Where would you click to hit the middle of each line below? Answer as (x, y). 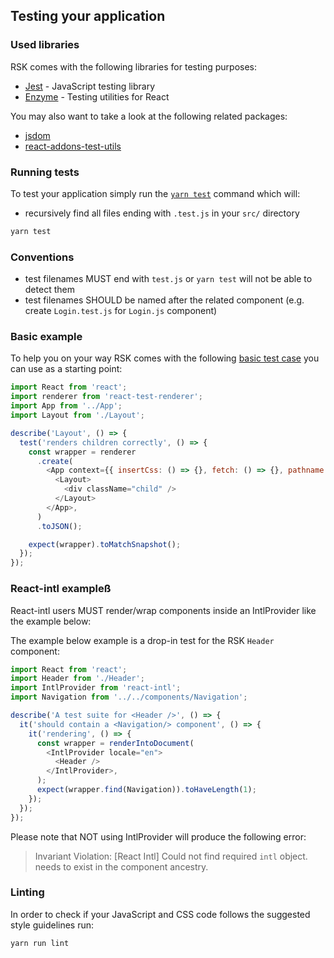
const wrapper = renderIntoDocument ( (115, 743)
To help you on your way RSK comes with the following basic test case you (165, 358)
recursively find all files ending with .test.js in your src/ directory (162, 213)
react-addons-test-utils (73, 146)
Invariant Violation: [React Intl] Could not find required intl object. (171, 856)
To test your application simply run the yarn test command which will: (155, 193)
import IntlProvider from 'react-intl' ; (96, 688)
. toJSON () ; (59, 526)
